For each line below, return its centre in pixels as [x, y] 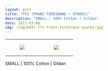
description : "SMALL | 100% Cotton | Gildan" [52, 18]
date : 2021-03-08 [23, 23]
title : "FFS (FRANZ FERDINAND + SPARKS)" [48, 14]
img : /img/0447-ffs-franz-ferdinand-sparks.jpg [54, 28]
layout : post [18, 9]
